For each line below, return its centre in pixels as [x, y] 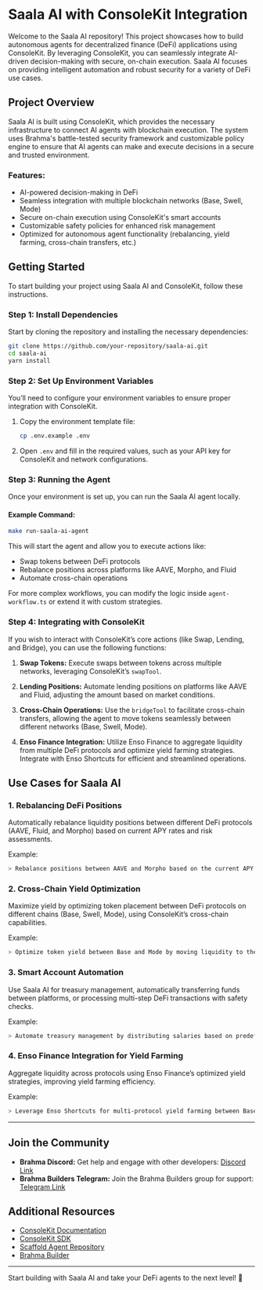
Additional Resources [61, 1211]
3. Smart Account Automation [66, 973]
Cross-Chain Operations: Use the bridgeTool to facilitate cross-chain [132, 710]
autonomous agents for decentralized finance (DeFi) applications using [122, 44]
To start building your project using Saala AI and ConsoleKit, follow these [126, 286]
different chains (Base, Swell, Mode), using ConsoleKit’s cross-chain [119, 914]
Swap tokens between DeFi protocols [80, 561]
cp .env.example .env [54, 436]
